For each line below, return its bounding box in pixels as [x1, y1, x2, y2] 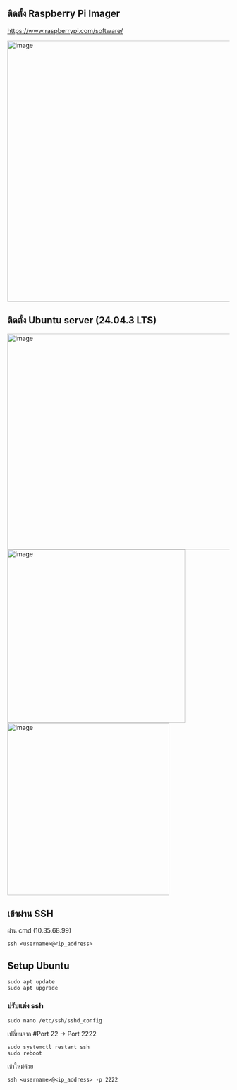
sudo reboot [7, 1050, 42, 1057]
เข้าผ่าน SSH [7, 908, 54, 920]
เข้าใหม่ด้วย [7, 1062, 34, 1070]
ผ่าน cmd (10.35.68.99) [7, 926, 72, 935]
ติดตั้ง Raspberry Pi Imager [7, 8, 121, 20]
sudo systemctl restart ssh [7, 1043, 90, 1050]
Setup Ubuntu [7, 959, 70, 971]
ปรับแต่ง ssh [7, 1001, 44, 1011]
